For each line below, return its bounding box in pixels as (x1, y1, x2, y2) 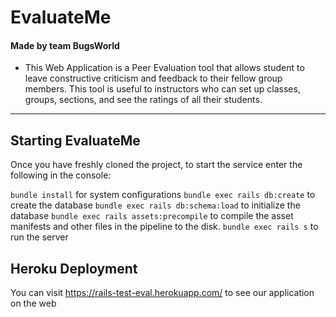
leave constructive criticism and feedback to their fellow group (24, 72, 283, 85)
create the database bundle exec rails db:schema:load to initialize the (10, 199, 301, 211)
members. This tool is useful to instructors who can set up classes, (24, 83, 301, 95)
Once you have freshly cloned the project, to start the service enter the (10, 159, 303, 171)
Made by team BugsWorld (10, 39, 120, 51)
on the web (10, 297, 57, 310)
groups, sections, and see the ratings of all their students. (24, 94, 263, 106)
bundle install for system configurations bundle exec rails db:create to (10, 189, 316, 201)
